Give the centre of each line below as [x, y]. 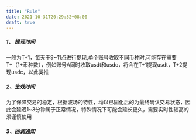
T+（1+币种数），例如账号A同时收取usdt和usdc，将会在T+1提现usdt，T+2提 [97, 65]
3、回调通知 [21, 131]
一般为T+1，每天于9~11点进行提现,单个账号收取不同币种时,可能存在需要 [92, 57]
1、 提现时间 [21, 41]
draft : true [20, 22]
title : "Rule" [23, 11]
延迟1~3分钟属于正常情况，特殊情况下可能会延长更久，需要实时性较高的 [102, 110]
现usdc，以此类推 [27, 72]
